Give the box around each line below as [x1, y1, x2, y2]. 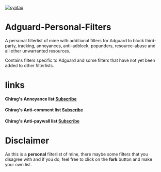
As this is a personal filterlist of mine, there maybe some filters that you [5, 151, 148, 157]
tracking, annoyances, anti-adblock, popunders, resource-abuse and [17, 43, 156, 49]
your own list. [5, 161, 32, 167]
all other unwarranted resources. [5, 48, 70, 53]
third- [145, 37, 157, 43]
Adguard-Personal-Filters [5, 22, 112, 33]
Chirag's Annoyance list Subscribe [5, 96, 77, 102]
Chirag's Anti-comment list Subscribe [5, 107, 83, 113]
